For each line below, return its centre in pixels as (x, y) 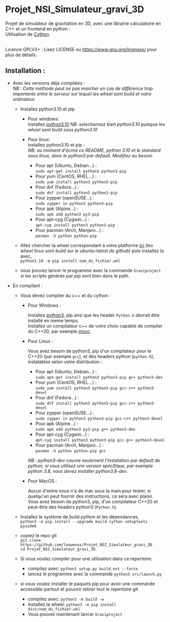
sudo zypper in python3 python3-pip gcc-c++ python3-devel (99, 419)
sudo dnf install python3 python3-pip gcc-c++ (86, 403)
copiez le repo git (38, 535)
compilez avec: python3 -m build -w (66, 599)
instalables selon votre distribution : (65, 362)
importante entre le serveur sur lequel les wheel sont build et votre (82, 94)
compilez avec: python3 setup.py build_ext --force (83, 568)
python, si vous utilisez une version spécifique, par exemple (90, 466)
